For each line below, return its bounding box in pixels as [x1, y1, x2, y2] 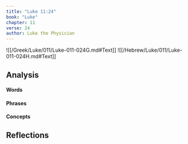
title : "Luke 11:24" [6, 8, 57, 15]
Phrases [6, 99, 27, 106]
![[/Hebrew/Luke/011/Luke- [117, 46, 183, 53]
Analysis [6, 70, 39, 80]
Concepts [6, 113, 31, 120]
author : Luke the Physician [6, 31, 75, 36]
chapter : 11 [6, 19, 35, 25]
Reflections [6, 130, 49, 140]
